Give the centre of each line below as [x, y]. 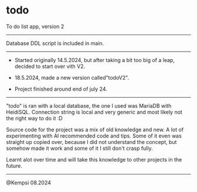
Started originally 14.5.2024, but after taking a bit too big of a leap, [94, 60]
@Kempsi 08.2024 [29, 183]
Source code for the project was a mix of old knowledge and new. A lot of [95, 129]
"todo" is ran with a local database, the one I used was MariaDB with [89, 105]
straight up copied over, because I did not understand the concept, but [91, 142]
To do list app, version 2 [35, 26]
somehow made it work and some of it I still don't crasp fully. [80, 148]
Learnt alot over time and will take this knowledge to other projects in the [94, 159]
